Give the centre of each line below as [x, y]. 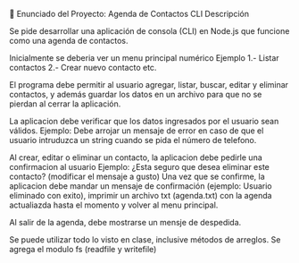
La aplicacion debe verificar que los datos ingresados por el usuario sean [144, 121]
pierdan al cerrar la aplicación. [65, 104]
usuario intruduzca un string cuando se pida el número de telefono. [133, 140]
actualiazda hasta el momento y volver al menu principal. [114, 205]
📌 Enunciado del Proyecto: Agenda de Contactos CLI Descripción [129, 14]
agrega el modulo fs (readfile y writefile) [83, 249]
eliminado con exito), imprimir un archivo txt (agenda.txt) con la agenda [141, 195]
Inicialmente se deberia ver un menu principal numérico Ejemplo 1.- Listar [144, 58]
